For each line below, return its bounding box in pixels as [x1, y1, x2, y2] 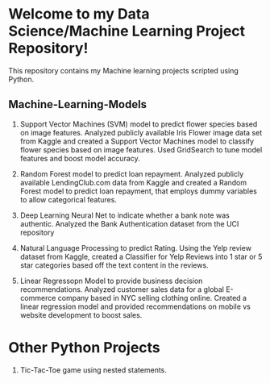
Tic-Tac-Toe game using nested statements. [19, 364, 168, 375]
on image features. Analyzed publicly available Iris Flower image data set [19, 127, 263, 137]
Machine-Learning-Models [8, 98, 147, 111]
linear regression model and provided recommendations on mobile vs [19, 302, 251, 311]
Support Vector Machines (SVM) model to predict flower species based [19, 119, 258, 129]
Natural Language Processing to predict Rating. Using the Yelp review [19, 243, 252, 252]
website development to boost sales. [19, 310, 143, 319]
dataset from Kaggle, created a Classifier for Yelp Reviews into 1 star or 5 [19, 252, 263, 261]
